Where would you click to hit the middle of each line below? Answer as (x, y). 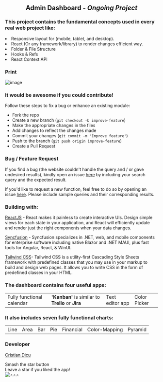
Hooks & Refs (25, 54)
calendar (17, 303)
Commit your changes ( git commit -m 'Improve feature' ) (70, 136)
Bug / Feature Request (32, 159)
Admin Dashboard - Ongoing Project (81, 8)
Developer (17, 344)
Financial (72, 329)
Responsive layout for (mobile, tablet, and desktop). (63, 38)
